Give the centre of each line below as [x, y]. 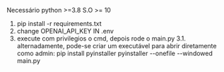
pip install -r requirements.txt [59, 23]
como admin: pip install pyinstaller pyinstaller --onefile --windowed [115, 53]
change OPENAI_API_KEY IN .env [65, 31]
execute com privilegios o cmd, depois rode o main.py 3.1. [101, 38]
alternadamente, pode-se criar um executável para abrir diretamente [117, 46]
